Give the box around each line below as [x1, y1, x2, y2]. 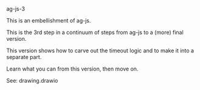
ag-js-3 [6, 5, 26, 12]
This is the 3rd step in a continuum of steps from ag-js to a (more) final [6, 29, 184, 36]
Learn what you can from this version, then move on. [6, 65, 139, 72]
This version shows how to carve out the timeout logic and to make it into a [6, 47, 195, 54]
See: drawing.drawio [6, 77, 58, 84]
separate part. [6, 54, 42, 60]
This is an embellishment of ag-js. [6, 17, 91, 24]
